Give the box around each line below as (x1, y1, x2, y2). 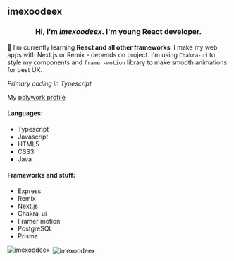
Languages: (7, 109, 44, 117)
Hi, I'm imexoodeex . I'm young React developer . (35, 27, 202, 37)
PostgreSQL (17, 224, 53, 233)
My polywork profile (7, 93, 66, 101)
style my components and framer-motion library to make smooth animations (7, 58, 228, 66)
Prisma (17, 232, 39, 240)
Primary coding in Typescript (7, 79, 92, 88)
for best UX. (7, 65, 43, 74)
